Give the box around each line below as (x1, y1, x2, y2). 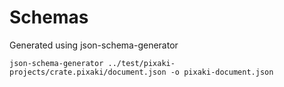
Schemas (9, 6, 89, 29)
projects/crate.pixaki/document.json (9, 67, 167, 77)
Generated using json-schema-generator (9, 39, 179, 51)
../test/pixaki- (107, 58, 176, 68)
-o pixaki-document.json (170, 67, 274, 77)
